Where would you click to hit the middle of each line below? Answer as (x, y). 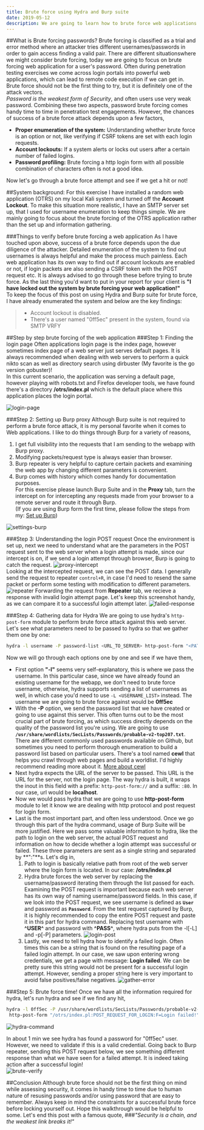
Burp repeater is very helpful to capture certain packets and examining (104, 464)
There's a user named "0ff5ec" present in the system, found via (110, 320)
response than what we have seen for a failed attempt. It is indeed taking (97, 1058)
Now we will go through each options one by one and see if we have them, (100, 658)
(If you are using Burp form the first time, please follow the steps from (102, 509)
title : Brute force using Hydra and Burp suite (68, 12)
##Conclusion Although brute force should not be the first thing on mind (97, 1083)
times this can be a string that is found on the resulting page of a (105, 948)
